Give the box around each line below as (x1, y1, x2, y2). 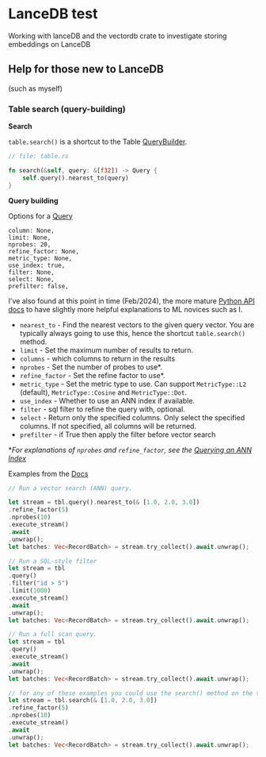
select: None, (8, 275, 55, 283)
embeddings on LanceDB (8, 39, 91, 48)
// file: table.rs (8, 153, 69, 160)
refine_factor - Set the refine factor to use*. (19, 370, 165, 380)
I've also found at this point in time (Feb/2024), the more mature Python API (8, 295, 256, 306)
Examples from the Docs (8, 469, 89, 478)
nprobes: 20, (8, 240, 51, 249)
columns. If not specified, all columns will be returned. (19, 421, 196, 431)
